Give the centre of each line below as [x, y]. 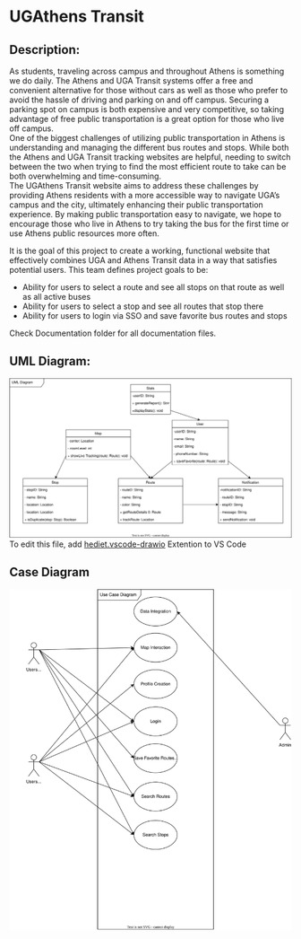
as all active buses [56, 297]
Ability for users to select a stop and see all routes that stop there [143, 306]
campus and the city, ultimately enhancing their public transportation [137, 205]
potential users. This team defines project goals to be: [109, 270]
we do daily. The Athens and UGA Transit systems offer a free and [131, 81]
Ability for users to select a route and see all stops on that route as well [153, 287]
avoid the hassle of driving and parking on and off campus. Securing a [139, 100]
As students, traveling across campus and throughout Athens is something [147, 71]
